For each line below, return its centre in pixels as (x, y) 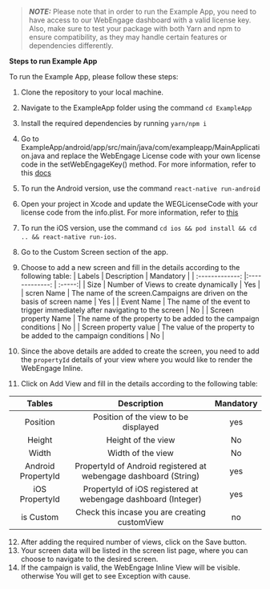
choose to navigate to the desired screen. (89, 559)
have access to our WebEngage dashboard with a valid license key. (140, 20)
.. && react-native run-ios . (69, 236)
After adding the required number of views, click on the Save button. (134, 542)
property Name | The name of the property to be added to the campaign (140, 319)
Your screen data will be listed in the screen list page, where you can (134, 551)
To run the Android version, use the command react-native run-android (141, 188)
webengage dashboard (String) (141, 476)
